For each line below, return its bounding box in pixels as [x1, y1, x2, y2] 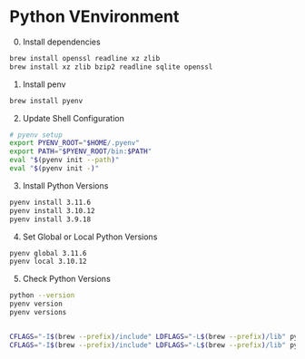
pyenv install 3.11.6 [9, 198, 92, 207]
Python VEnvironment [9, 6, 180, 27]
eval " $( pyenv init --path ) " [9, 156, 120, 165]
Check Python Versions [22, 274, 111, 285]
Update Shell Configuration [22, 112, 125, 123]
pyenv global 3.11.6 [9, 248, 88, 257]
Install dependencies [22, 36, 102, 47]
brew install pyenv [9, 96, 84, 105]
